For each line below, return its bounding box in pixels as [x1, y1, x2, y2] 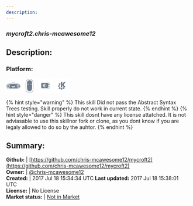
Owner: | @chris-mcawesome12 [6, 169, 84, 176]
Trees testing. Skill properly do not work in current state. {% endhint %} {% [6, 105, 188, 112]
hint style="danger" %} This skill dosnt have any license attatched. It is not [6, 111, 186, 118]
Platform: [6, 65, 33, 73]
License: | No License [6, 187, 60, 194]
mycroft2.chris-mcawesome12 [6, 29, 96, 37]
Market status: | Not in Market [6, 193, 80, 201]
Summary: [6, 141, 45, 151]
